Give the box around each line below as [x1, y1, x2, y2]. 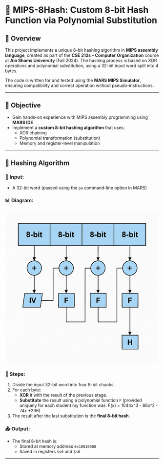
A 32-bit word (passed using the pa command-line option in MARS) [12, 185, 147, 190]
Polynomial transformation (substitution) [19, 135, 101, 141]
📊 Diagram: [5, 197, 34, 204]
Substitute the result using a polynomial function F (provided [19, 398, 143, 403]
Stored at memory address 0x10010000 [19, 443, 97, 449]
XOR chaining [19, 129, 47, 136]
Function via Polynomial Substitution [5, 15, 158, 26]
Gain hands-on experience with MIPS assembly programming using [12, 114, 148, 120]
